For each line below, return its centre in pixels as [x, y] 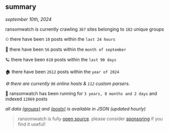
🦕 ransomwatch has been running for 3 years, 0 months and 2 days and [81, 93]
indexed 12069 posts [26, 99]
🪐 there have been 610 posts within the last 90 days [61, 59]
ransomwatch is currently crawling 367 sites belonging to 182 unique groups [85, 29]
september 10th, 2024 [29, 19]
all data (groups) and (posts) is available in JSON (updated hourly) [76, 108]
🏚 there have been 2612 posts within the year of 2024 [62, 72]
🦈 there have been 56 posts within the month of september [66, 49]
